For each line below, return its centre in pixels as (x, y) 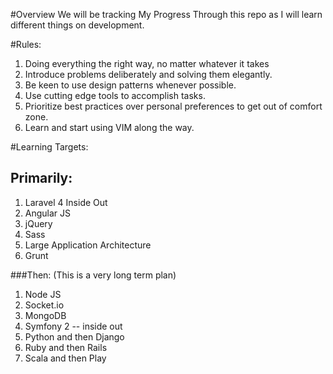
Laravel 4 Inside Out (66, 202)
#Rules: (26, 44)
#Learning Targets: (49, 147)
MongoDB (45, 315)
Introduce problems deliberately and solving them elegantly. (148, 74)
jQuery (38, 223)
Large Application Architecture (88, 245)
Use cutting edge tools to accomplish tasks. (115, 95)
